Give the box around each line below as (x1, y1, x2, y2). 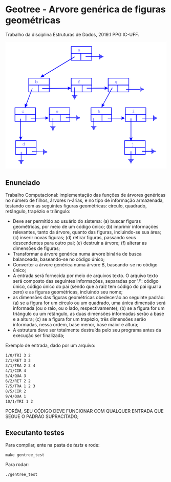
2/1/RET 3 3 (5, 358, 31, 363)
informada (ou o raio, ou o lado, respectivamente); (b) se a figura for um (12, 305, 165, 311)
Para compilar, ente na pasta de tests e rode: (5, 442, 100, 448)
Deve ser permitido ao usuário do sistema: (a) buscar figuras (12, 218, 141, 224)
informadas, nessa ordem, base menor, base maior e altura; (12, 322, 139, 328)
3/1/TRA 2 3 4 (5, 363, 36, 368)
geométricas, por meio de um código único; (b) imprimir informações (12, 224, 159, 230)
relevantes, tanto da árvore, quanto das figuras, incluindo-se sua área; (12, 229, 161, 235)
